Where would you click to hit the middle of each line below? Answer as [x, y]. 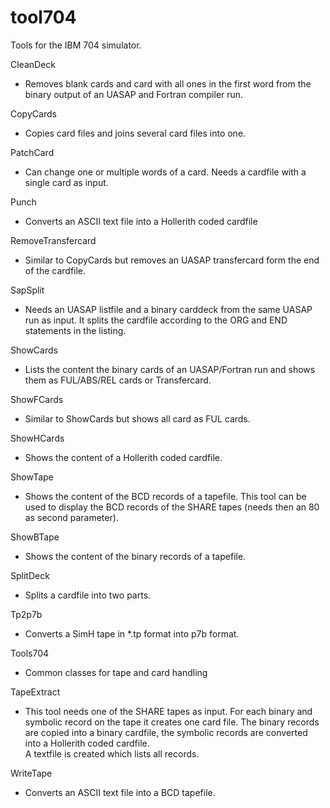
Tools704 [30, 653]
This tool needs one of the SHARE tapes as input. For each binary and [168, 711]
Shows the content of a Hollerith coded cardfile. [123, 457]
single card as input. [66, 182]
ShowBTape [35, 537]
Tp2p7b [26, 614]
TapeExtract [35, 692]
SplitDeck [30, 575]
